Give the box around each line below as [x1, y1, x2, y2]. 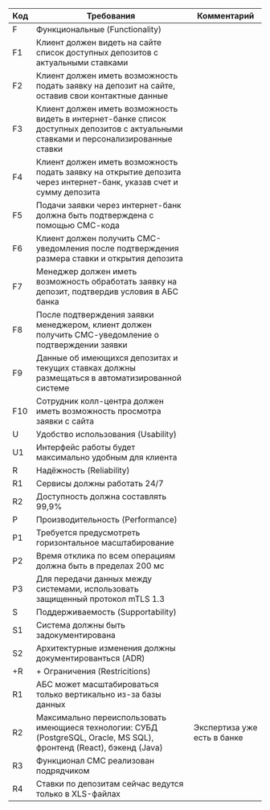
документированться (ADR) [35, 652, 145, 664]
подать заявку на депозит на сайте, [35, 80, 175, 91]
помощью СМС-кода [35, 220, 121, 231]
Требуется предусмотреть [35, 527, 141, 538]
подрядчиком [35, 765, 90, 776]
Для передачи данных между [35, 574, 153, 584]
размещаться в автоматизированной [35, 373, 182, 383]
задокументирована [35, 630, 117, 640]
